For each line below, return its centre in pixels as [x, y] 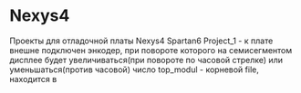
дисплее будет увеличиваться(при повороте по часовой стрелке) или [146, 60]
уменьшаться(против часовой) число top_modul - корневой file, [135, 70]
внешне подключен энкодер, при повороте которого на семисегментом [151, 50]
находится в [33, 79]
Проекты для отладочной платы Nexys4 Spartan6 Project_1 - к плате [141, 41]
